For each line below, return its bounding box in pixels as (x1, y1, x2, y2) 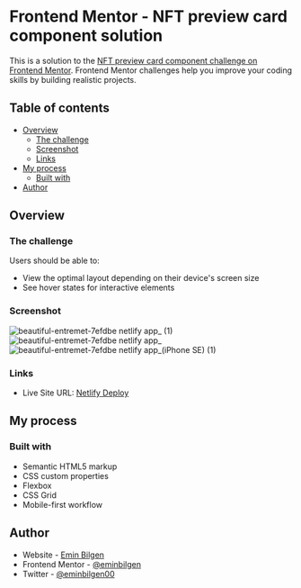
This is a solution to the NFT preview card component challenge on (9, 55, 258, 66)
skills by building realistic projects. (9, 74, 137, 85)
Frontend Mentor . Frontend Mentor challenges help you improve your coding (9, 65, 293, 76)
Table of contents (9, 101, 110, 116)
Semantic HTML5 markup (22, 461, 118, 472)
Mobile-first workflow (22, 499, 103, 510)
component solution (9, 25, 164, 46)
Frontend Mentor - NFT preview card (9, 6, 288, 27)
